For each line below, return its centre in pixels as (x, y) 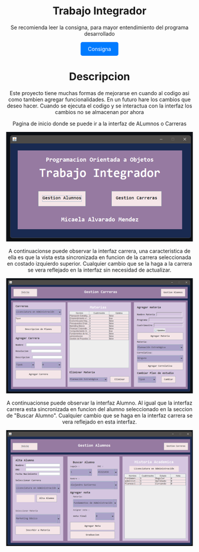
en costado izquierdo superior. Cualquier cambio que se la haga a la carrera (99, 263)
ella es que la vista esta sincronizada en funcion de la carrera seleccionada (99, 257)
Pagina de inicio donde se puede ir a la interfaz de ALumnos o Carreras (99, 124)
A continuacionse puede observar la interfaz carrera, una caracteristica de (99, 251)
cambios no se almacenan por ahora (99, 112)
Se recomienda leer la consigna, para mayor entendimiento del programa (99, 27)
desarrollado (99, 33)
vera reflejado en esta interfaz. (99, 422)
